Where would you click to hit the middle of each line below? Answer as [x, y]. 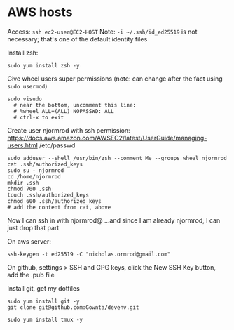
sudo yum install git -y [43, 301]
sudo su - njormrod [36, 170]
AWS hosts [40, 12]
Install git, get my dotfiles [44, 288]
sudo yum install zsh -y [43, 65]
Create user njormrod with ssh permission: [69, 130]
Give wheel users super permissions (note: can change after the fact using [115, 79]
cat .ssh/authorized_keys [45, 164]
